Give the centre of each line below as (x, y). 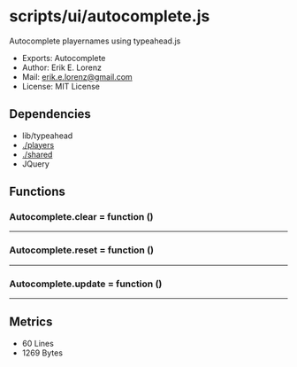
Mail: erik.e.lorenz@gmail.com (77, 76)
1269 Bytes (42, 353)
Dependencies (50, 114)
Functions (38, 192)
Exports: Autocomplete (64, 58)
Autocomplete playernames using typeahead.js (95, 41)
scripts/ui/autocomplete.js (110, 16)
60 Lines (38, 343)
